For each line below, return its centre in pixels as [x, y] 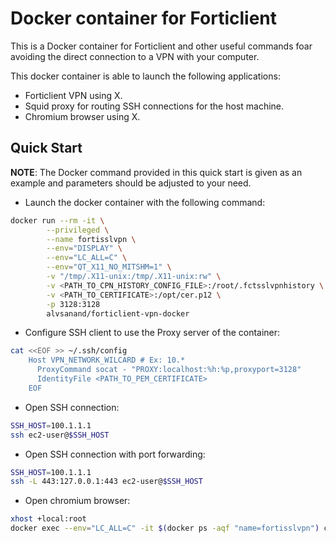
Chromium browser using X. [82, 116]
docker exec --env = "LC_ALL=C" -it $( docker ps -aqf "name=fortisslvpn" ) [165, 528]
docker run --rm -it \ [57, 220]
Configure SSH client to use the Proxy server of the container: [152, 333]
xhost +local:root [48, 519]
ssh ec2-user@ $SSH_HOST [60, 435]
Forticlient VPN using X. [73, 95]
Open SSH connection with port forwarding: [115, 454]
